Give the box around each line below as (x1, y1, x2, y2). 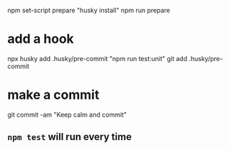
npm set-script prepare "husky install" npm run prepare (7, 6, 171, 14)
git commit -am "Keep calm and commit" (7, 110, 127, 119)
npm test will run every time (7, 131, 132, 143)
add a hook (7, 31, 75, 47)
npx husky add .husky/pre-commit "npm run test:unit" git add (7, 54, 187, 63)
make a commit (7, 87, 100, 103)
